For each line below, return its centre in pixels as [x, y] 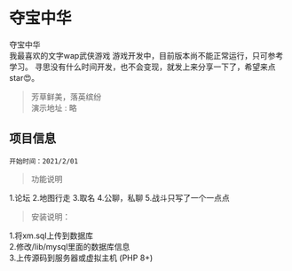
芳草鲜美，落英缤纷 [66, 96]
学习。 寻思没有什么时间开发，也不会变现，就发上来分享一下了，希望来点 [142, 67]
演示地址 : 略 [54, 108]
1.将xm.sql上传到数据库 [51, 235]
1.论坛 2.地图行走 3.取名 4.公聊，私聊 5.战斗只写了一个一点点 [119, 197]
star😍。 [24, 77]
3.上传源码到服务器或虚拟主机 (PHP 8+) [81, 258]
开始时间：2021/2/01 [43, 161]
